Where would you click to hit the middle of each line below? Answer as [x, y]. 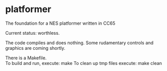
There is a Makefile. [26, 58]
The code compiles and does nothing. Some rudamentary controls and [79, 43]
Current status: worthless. [33, 33]
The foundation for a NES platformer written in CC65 [60, 23]
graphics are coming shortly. [35, 48]
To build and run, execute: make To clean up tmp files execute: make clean [83, 63]
